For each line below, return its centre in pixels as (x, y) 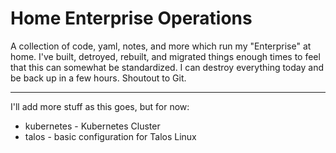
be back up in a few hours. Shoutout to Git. (98, 78)
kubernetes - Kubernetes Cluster (92, 126)
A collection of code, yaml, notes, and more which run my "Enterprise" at (161, 46)
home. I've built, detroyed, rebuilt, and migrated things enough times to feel (165, 56)
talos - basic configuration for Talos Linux (110, 136)
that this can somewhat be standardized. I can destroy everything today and (167, 67)
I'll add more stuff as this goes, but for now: (100, 106)
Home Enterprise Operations (131, 18)
